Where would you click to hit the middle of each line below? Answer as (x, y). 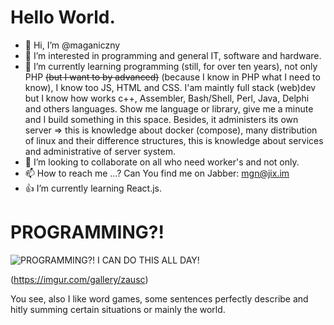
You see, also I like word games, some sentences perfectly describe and (159, 298)
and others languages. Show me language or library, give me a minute (169, 108)
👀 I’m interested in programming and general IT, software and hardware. (173, 55)
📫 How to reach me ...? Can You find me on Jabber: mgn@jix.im (157, 173)
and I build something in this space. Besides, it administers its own (161, 119)
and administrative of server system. (100, 151)
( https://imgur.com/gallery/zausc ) (79, 279)
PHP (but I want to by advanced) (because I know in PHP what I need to (172, 77)
